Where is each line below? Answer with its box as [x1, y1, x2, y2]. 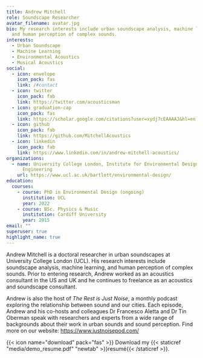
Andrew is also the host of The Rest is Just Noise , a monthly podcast [6, 294, 178, 302]
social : [6, 65, 26, 71]
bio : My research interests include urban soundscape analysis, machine [6, 25, 193, 32]
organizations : [6, 155, 45, 161]
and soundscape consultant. [6, 283, 77, 290]
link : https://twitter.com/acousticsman [17, 99, 120, 105]
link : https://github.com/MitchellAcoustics [17, 133, 131, 139]
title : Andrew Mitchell [6, 8, 66, 15]
